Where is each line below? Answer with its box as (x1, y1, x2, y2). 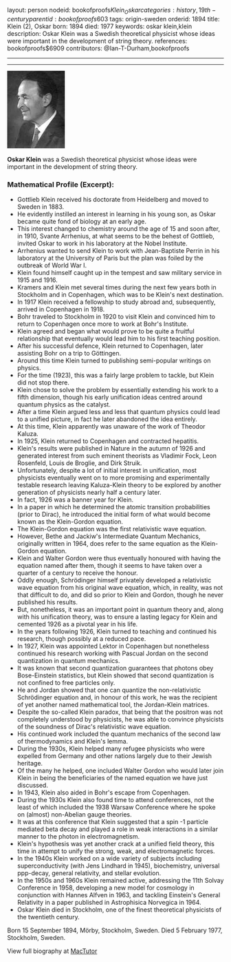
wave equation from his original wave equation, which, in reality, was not (16, 584, 223, 592)
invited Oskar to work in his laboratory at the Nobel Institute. (16, 239, 188, 247)
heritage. (16, 759, 43, 768)
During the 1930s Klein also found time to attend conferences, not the (16, 796, 214, 804)
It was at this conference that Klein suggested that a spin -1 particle (16, 818, 208, 826)
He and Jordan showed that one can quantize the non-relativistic (16, 686, 201, 695)
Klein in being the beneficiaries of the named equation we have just (16, 774, 208, 782)
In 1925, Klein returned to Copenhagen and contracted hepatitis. (16, 437, 199, 445)
